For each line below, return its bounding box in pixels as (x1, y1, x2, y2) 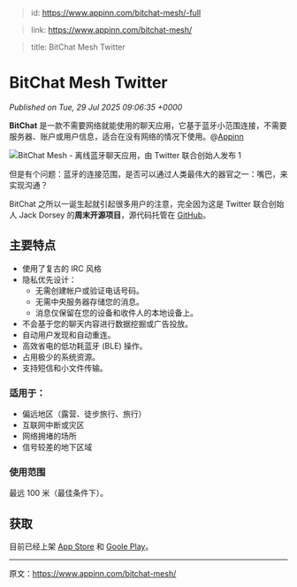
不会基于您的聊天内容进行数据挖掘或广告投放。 (21, 318, 193, 329)
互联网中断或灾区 (21, 420, 85, 431)
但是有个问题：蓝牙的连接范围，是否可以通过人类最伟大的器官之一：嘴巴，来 (9, 168, 288, 179)
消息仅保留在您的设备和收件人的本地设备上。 (34, 307, 199, 317)
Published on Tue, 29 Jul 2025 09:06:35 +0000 (9, 102, 183, 112)
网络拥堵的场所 (21, 431, 77, 441)
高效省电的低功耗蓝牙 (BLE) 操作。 (21, 340, 148, 351)
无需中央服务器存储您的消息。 (34, 296, 144, 307)
